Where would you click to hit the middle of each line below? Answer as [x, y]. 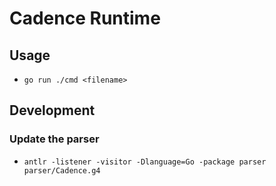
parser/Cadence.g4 [62, 170]
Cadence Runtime [85, 18]
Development [52, 110]
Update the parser [54, 139]
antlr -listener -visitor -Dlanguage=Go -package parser [145, 162]
